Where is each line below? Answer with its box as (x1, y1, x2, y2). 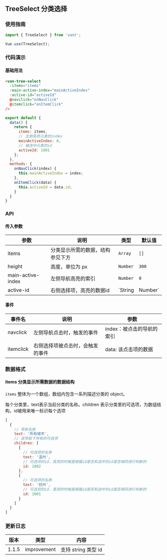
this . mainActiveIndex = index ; (18, 171, 83, 176)
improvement (24, 546, 56, 553)
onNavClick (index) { (14, 166, 57, 171)
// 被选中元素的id (18, 143, 52, 148)
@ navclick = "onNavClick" (9, 97, 59, 102)
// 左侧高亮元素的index (18, 134, 63, 139)
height (7, 263, 23, 270)
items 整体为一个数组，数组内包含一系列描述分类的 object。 (5, 391, 128, 397)
